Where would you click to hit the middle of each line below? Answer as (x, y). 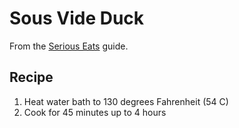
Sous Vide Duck (77, 18)
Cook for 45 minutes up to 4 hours (95, 112)
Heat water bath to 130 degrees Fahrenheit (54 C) (126, 101)
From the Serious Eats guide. (69, 46)
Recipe (31, 77)
